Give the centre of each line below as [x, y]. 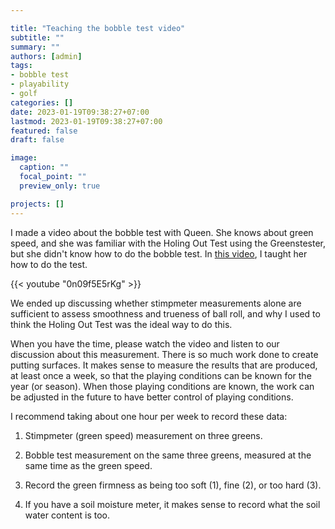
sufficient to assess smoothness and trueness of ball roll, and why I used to [165, 313]
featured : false [44, 131]
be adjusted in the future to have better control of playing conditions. [152, 397]
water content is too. [67, 515]
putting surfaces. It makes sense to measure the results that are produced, [164, 365]
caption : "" [44, 167]
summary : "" [35, 47]
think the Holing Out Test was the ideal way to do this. [121, 324]
